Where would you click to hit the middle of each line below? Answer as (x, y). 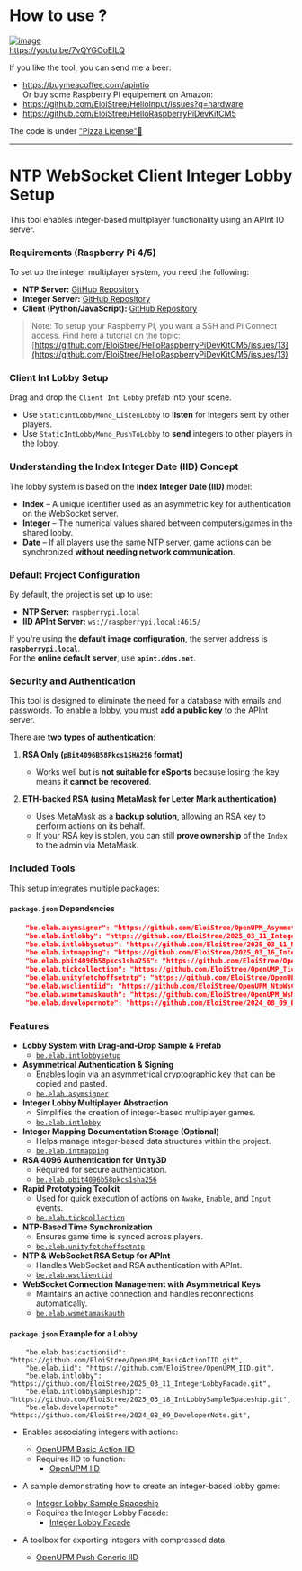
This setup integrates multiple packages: (84, 888)
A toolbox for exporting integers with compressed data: (124, 1540)
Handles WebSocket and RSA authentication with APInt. (139, 1265)
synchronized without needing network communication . (129, 551)
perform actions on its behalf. (90, 826)
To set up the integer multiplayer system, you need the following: (129, 272)
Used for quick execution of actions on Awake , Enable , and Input (153, 1198)
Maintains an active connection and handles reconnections (145, 1293)
